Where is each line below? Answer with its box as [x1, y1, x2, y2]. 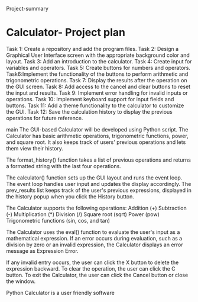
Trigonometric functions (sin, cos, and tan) [6, 217, 111, 224]
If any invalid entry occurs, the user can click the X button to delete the [6, 259, 179, 266]
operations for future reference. [6, 114, 83, 121]
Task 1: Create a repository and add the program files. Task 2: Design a [6, 45, 179, 52]
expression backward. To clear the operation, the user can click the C [6, 265, 176, 272]
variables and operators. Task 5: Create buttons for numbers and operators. [6, 64, 191, 71]
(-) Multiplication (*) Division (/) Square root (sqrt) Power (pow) [6, 210, 160, 218]
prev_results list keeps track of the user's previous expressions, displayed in [6, 187, 192, 194]
